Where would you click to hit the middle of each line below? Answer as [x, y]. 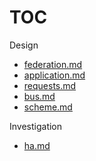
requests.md [50, 85]
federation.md [53, 64]
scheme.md [48, 107]
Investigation [36, 126]
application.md [54, 75]
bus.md [39, 96]
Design [24, 45]
